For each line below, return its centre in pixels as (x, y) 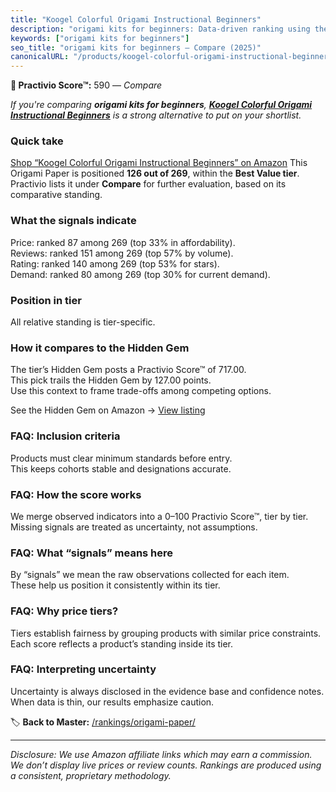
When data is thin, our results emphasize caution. (112, 702)
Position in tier (46, 300)
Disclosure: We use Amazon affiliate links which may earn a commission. (161, 754)
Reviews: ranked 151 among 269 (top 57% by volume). (122, 253)
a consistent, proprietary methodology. (91, 775)
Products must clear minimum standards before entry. (121, 458)
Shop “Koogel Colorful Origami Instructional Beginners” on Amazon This (159, 163)
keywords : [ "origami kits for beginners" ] (100, 38)
